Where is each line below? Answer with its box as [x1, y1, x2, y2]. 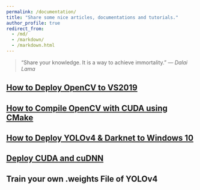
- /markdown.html [11, 43, 55, 49]
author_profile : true [6, 20, 61, 26]
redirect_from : [6, 25, 44, 32]
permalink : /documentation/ [6, 8, 77, 15]
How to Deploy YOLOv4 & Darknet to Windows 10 [6, 133, 194, 143]
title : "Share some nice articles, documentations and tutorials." [6, 14, 179, 20]
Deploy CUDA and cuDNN [6, 153, 104, 164]
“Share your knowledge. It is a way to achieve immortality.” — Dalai [20, 58, 188, 66]
